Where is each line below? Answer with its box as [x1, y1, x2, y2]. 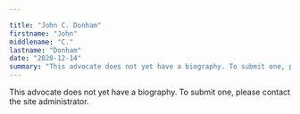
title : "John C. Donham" [9, 20, 102, 29]
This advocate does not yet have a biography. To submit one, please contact [9, 86, 291, 97]
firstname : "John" [9, 28, 78, 38]
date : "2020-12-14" [9, 54, 82, 63]
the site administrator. [9, 96, 89, 107]
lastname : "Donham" [9, 45, 82, 54]
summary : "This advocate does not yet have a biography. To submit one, [9, 62, 286, 71]
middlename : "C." [9, 37, 74, 46]
